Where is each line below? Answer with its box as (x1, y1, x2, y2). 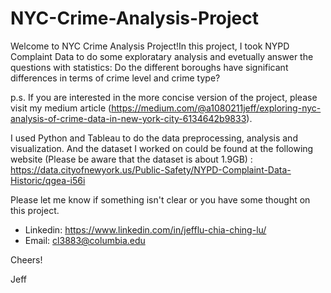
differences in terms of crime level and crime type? (10, 72, 221, 84)
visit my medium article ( (10, 102, 112, 114)
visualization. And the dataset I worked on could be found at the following (10, 142, 314, 154)
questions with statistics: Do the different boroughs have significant (10, 61, 289, 73)
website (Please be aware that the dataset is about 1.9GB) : (10, 153, 253, 165)
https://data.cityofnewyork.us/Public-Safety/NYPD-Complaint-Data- (10, 163, 292, 176)
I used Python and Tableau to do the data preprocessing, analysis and (10, 132, 298, 144)
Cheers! (10, 253, 43, 266)
